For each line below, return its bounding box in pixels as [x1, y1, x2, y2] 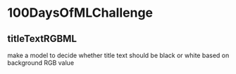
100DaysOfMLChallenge [7, 5, 154, 21]
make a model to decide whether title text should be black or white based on [7, 51, 230, 59]
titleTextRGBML [7, 33, 77, 45]
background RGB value [7, 59, 75, 67]
